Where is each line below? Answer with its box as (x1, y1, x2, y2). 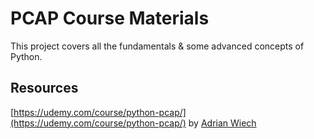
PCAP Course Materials (10, 7, 210, 30)
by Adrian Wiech (188, 117, 257, 129)
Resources (10, 80, 79, 97)
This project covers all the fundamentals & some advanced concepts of (10, 40, 305, 52)
